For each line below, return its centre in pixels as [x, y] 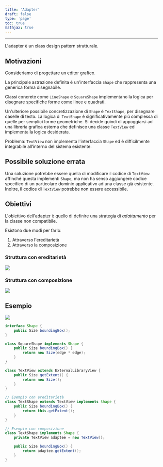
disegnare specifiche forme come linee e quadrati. [55, 102]
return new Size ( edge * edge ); [54, 353]
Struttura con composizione [39, 280]
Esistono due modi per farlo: [33, 230]
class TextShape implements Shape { [42, 433]
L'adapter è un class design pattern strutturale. [52, 46]
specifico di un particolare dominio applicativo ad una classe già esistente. [80, 184]
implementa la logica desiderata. [38, 132]
